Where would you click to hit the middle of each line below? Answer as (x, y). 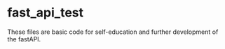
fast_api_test (46, 13)
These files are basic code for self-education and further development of (113, 32)
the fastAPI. (24, 39)
